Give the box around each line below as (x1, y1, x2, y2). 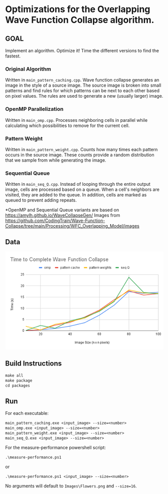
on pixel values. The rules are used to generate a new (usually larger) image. (5, 93, 163, 99)
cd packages (5, 383, 30, 388)
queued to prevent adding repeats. (5, 197, 77, 203)
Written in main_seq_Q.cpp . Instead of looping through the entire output (5, 181, 150, 187)
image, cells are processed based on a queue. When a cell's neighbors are (5, 186, 159, 192)
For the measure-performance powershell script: (5, 445, 106, 451)
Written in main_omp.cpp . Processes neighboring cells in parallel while (5, 117, 148, 123)
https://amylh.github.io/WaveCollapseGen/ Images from (5, 213, 120, 219)
